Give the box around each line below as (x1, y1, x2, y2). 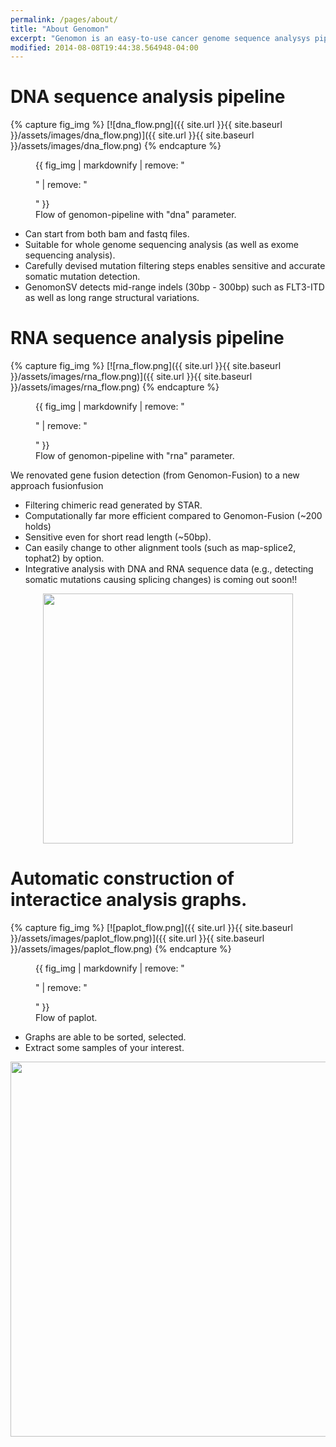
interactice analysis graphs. (10, 889, 248, 911)
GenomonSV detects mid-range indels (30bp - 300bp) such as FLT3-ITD (24, 281, 325, 293)
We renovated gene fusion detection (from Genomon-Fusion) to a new (10, 469, 300, 481)
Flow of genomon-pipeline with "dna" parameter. (35, 209, 237, 221)
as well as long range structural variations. (24, 292, 200, 304)
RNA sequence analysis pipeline (10, 327, 285, 350)
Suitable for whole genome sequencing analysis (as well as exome (24, 239, 299, 251)
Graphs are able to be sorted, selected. (24, 1031, 187, 1043)
